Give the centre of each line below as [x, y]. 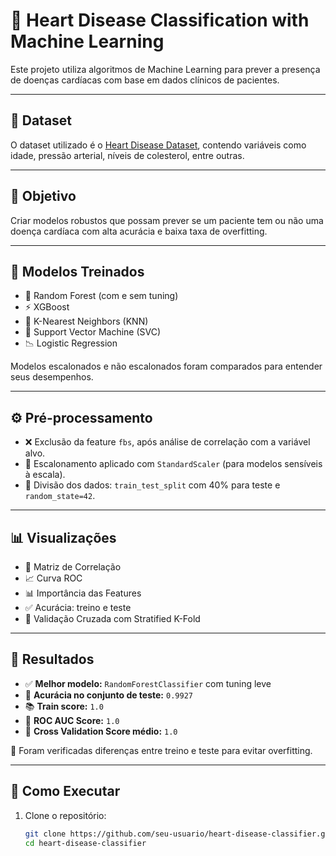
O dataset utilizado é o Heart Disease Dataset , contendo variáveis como [158, 145]
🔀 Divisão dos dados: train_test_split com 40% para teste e [152, 485]
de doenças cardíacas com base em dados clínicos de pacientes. [145, 80]
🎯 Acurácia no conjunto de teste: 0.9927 [108, 695]
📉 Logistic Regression [71, 343]
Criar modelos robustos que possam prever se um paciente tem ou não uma [167, 220]
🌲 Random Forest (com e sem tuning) [101, 296]
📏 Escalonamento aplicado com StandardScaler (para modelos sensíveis [173, 464]
